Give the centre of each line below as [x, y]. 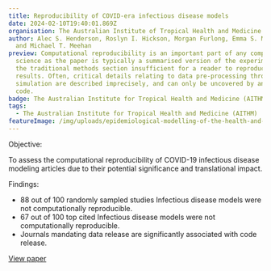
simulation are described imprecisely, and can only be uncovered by [135, 83]
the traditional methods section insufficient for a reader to [124, 69]
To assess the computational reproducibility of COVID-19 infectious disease [134, 159]
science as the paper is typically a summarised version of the [126, 61]
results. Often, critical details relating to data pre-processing [131, 76]
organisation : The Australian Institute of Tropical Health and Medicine [135, 31]
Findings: [24, 184]
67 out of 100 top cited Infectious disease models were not [117, 217]
